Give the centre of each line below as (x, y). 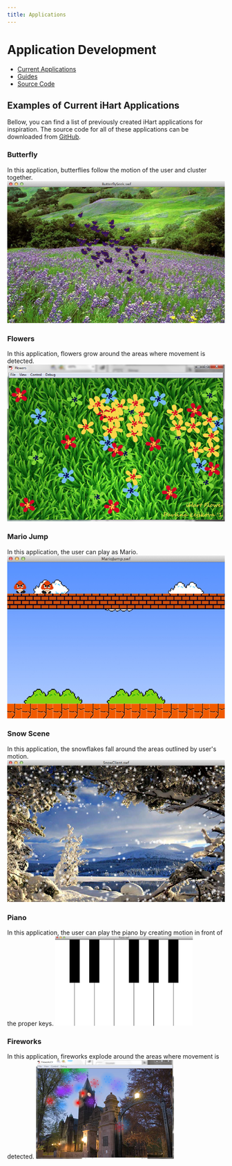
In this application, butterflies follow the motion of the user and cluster (107, 170)
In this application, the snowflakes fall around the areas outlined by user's (112, 749)
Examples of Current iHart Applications (93, 105)
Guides (27, 76)
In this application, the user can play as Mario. (72, 551)
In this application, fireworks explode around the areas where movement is (113, 1057)
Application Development (82, 50)
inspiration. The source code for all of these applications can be (98, 130)
